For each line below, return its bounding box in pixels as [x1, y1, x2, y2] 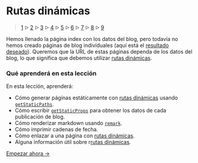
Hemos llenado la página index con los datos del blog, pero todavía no [6, 35, 178, 42]
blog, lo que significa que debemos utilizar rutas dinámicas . [6, 54, 152, 61]
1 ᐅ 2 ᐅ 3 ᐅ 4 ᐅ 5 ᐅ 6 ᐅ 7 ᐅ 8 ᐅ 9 [20, 24, 105, 31]
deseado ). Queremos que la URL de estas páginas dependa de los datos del [6, 48, 193, 55]
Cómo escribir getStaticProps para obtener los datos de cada [14, 107, 166, 114]
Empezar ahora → [6, 150, 50, 157]
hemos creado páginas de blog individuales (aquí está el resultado [6, 42, 169, 49]
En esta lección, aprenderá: [6, 83, 74, 90]
